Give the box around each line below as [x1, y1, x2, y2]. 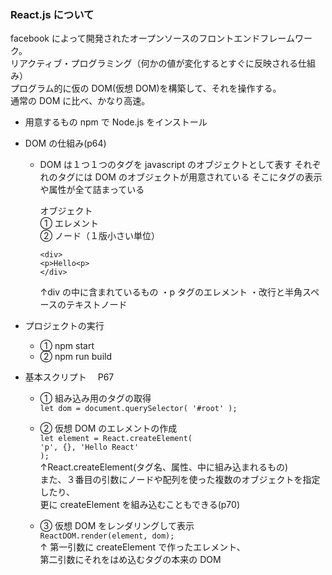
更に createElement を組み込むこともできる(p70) [39, 499, 240, 511]
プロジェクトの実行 [24, 320, 105, 332]
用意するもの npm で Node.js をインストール [24, 116, 208, 128]
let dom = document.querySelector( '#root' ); [39, 404, 238, 414]
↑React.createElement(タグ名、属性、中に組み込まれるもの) [39, 461, 289, 473]
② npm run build [39, 351, 112, 363]
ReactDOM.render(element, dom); [39, 531, 175, 541]
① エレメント [39, 217, 99, 230]
